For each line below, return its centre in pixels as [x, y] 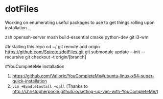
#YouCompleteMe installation [35, 66]
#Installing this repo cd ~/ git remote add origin [53, 46]
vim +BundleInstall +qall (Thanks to [50, 86]
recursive [15, 57]
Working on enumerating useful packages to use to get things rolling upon [80, 22]
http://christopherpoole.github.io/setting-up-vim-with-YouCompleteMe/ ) [85, 91]
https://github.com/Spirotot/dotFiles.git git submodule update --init [73, 52]
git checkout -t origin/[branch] [56, 57]
